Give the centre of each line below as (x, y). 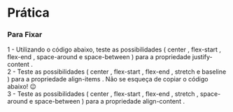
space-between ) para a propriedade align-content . (110, 102)
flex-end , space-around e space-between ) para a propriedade (99, 57)
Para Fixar (25, 35)
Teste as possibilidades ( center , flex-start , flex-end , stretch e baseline (122, 72)
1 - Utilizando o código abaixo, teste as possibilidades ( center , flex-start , (114, 49)
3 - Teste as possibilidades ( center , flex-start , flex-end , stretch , (103, 94)
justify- (203, 57)
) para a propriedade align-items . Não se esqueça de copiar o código (108, 79)
